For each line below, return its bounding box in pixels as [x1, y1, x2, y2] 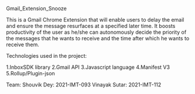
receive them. [6, 41, 39, 48]
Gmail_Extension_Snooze [6, 5, 67, 12]
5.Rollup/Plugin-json [6, 70, 55, 76]
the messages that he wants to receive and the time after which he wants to [6, 35, 190, 41]
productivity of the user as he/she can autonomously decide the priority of [6, 29, 187, 36]
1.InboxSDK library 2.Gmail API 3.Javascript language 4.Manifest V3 [6, 64, 170, 71]
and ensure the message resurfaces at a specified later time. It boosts [6, 23, 176, 29]
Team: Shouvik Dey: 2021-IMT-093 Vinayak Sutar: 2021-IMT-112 [6, 81, 162, 88]
